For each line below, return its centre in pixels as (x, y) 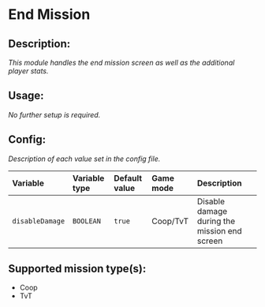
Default (128, 178)
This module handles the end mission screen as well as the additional (121, 62)
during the (216, 221)
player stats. (28, 71)
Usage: (26, 96)
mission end (219, 230)
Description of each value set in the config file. (84, 159)
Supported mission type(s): (77, 269)
